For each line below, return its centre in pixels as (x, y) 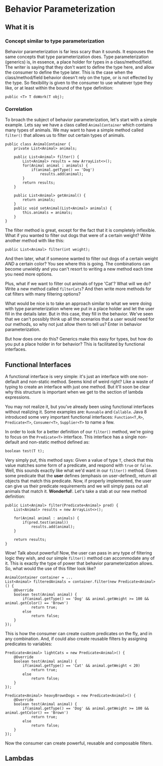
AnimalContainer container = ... (39, 577)
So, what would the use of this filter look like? (51, 568)
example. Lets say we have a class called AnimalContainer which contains (79, 125)
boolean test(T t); (25, 451)
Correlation (19, 109)
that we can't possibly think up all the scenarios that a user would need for (80, 319)
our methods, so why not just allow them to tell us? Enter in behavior (73, 324)
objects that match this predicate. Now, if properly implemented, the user (78, 481)
